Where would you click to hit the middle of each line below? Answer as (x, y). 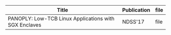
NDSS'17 (133, 22)
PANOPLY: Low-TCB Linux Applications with (61, 19)
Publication (136, 10)
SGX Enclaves (25, 25)
